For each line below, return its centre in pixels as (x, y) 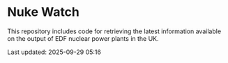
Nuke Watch (44, 12)
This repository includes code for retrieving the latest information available (114, 31)
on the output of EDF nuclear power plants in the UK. (83, 38)
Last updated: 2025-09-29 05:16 (54, 52)
